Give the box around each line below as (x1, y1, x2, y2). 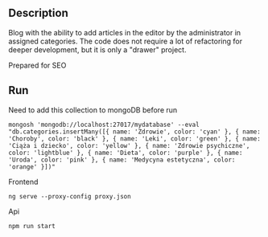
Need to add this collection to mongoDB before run (8, 104, 178, 115)
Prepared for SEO (8, 60, 67, 70)
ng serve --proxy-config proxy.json (8, 192, 131, 200)
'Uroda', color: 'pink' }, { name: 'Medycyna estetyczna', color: (8, 156, 236, 164)
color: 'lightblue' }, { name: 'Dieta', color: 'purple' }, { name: (8, 149, 243, 157)
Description (8, 6, 68, 20)
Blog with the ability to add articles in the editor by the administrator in (8, 27, 241, 37)
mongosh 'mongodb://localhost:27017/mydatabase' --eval (8, 121, 200, 129)
